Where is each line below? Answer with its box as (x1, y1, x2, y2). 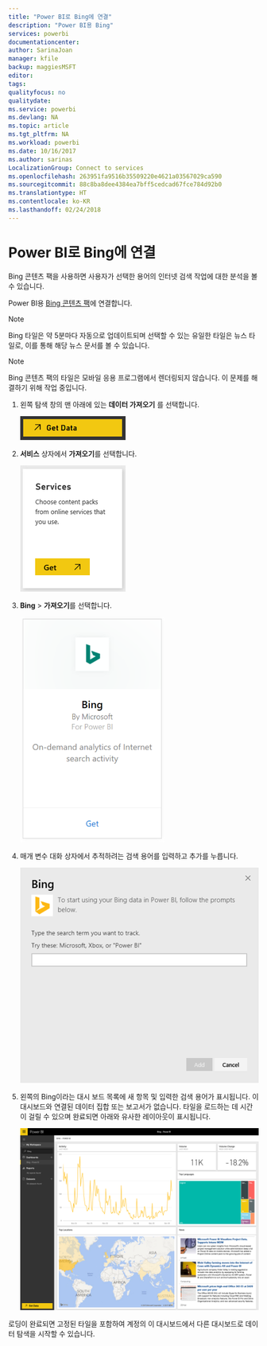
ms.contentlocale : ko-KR (8, 197, 91, 206)
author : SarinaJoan (8, 46, 73, 55)
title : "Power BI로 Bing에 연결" (8, 13, 113, 21)
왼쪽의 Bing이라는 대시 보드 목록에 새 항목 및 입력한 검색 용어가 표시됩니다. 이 (19, 1092, 259, 1102)
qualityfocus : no (8, 88, 66, 96)
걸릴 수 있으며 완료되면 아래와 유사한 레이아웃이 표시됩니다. (28, 1112, 211, 1122)
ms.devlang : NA (8, 114, 59, 122)
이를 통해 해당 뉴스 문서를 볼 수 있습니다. (25, 340, 150, 350)
